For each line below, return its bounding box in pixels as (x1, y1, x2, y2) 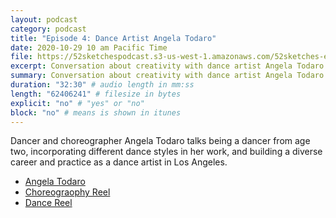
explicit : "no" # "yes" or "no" (10, 98, 145, 108)
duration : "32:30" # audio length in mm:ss (10, 80, 195, 90)
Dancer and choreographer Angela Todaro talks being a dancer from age (10, 135, 311, 147)
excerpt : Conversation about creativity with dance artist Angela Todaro (10, 61, 325, 71)
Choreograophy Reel (24, 186, 111, 198)
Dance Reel (24, 197, 73, 209)
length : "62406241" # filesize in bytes (10, 89, 182, 99)
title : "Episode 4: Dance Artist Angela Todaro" (10, 33, 217, 43)
